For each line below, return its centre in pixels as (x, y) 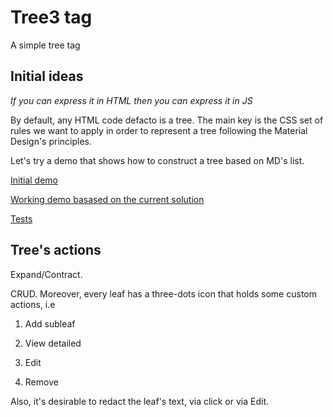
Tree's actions (56, 250)
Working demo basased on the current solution (107, 199)
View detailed (53, 343)
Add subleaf (50, 323)
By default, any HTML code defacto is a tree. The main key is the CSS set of (167, 120)
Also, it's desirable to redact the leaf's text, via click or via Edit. (140, 401)
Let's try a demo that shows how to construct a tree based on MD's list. (157, 160)
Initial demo (34, 180)
